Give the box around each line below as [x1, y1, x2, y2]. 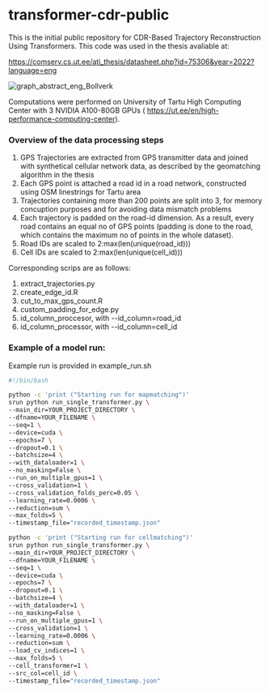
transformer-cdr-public [8, 6, 170, 24]
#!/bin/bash [8, 376, 49, 384]
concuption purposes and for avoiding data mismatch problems [19, 204, 232, 214]
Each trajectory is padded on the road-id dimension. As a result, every [19, 213, 255, 223]
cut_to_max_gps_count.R [19, 296, 103, 306]
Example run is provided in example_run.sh [8, 361, 152, 370]
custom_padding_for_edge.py [19, 305, 120, 314]
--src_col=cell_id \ [8, 669, 78, 678]
